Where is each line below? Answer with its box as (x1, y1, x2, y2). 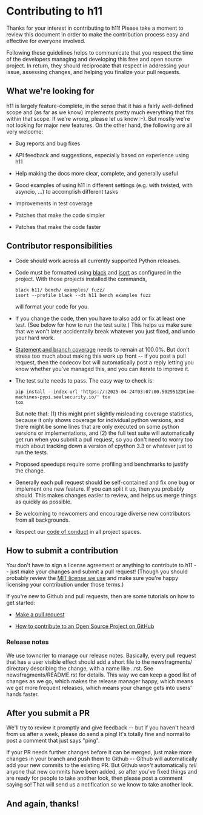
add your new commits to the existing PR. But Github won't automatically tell (6, 762, 197, 769)
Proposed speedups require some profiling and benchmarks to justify (15, 460, 189, 468)
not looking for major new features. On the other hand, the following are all (6, 121, 193, 129)
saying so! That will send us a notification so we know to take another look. (6, 781, 194, 788)
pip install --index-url (15, 389, 78, 395)
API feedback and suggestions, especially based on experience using (15, 151, 189, 159)
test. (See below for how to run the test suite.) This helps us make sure (15, 321, 192, 329)
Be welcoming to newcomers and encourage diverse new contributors (15, 510, 191, 517)
